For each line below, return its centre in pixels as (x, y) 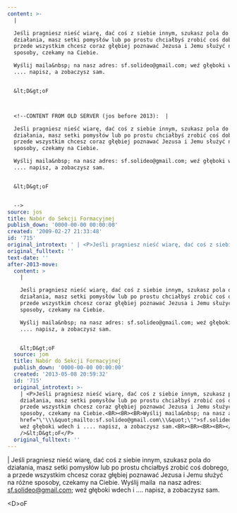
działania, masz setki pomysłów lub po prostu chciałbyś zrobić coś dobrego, (118, 467)
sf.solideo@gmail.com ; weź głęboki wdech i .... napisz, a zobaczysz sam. (114, 490)
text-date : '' (28, 258)
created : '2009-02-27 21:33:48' (55, 232)
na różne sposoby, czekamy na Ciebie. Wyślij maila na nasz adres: (105, 482)
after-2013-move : (33, 264)
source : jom (31, 354)
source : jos (25, 212)
